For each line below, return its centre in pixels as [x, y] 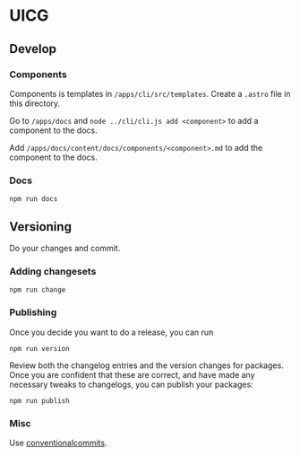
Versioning [40, 227]
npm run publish [39, 400]
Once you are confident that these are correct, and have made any [132, 374]
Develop [33, 49]
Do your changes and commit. [65, 248]
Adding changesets [53, 271]
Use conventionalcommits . [58, 443]
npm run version [39, 348]
